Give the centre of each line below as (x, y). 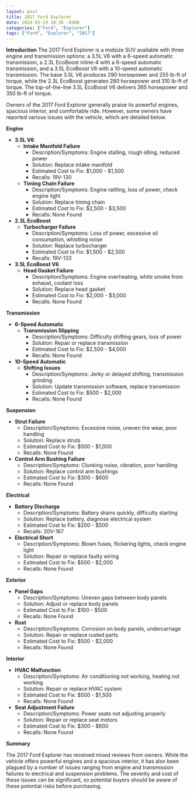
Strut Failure (30, 422)
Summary (18, 743)
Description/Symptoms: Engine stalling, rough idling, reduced (106, 152)
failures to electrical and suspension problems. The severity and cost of (92, 774)
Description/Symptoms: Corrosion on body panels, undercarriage (102, 629)
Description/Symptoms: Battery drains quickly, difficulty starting (101, 513)
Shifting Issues (42, 368)
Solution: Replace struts (52, 440)
